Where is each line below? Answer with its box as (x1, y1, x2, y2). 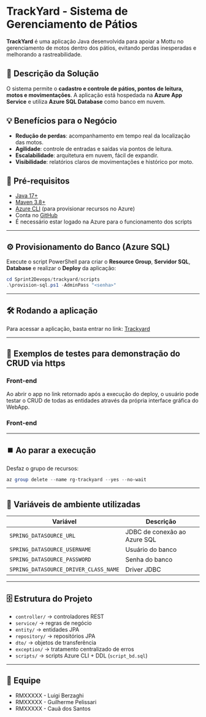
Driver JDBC (125, 565, 161, 574)
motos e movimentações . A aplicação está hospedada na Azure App (6, 91, 183, 99)
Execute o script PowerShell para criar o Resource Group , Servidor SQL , (6, 258, 191, 265)
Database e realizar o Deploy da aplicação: (6, 265, 116, 272)
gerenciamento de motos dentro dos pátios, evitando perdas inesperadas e (6, 44, 197, 52)
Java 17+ (15, 192, 38, 200)
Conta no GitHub (15, 212, 58, 219)
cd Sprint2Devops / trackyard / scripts (6, 276, 100, 283)
